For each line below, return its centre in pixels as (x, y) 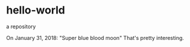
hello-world (36, 10)
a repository (21, 26)
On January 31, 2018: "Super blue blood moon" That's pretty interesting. (95, 38)
